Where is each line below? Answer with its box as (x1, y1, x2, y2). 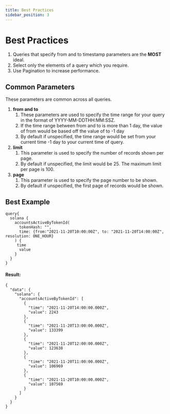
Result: (5, 271, 21, 277)
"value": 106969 (28, 364, 63, 369)
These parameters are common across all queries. (5, 96, 112, 103)
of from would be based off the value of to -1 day (20, 128, 124, 134)
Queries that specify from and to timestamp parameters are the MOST (12, 51, 162, 58)
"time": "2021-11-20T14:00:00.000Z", (28, 305, 109, 311)
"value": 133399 (28, 328, 63, 333)
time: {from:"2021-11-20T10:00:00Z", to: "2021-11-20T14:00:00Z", (18, 229, 164, 234)
